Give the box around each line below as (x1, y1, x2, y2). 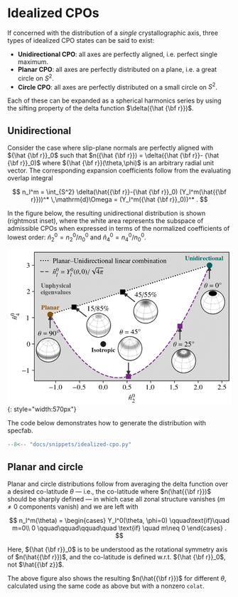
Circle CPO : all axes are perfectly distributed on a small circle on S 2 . (17, 81, 218, 91)
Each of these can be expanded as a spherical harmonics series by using (7, 96, 222, 105)
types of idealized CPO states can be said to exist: (7, 36, 155, 44)
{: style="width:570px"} (7, 405, 77, 414)
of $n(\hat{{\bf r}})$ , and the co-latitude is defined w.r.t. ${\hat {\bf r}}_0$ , (7, 553, 226, 561)
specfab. (7, 426, 33, 435)
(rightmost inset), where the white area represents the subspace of (7, 217, 204, 225)
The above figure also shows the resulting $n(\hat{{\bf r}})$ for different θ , (7, 574, 227, 583)
